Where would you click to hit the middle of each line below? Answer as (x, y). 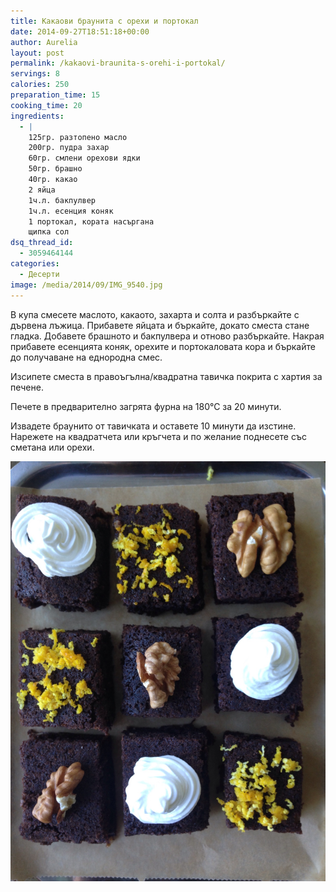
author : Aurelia (44, 42)
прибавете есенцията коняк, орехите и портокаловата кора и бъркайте (163, 346)
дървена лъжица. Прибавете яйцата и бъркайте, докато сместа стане (160, 325)
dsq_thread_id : (42, 243)
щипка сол (49, 232)
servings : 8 (35, 74)
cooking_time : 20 (46, 105)
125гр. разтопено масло (78, 137)
